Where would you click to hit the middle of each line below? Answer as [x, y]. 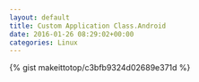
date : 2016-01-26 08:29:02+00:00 [72, 34]
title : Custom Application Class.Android [88, 26]
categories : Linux [43, 42]
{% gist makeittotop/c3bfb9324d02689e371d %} [100, 68]
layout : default [39, 17]
